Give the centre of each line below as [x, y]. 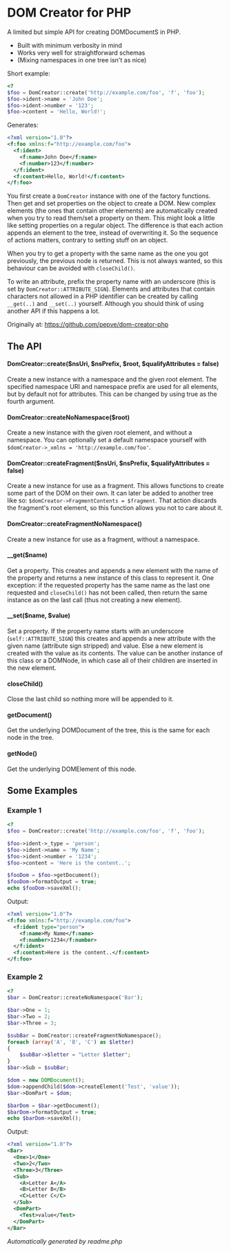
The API [24, 346]
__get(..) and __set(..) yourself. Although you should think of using [106, 304]
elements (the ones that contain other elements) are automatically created [112, 211]
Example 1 [24, 810]
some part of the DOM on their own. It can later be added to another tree [110, 493]
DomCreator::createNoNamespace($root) [69, 417]
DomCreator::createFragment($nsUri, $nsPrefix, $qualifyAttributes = [109, 463]
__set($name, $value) [39, 616]
